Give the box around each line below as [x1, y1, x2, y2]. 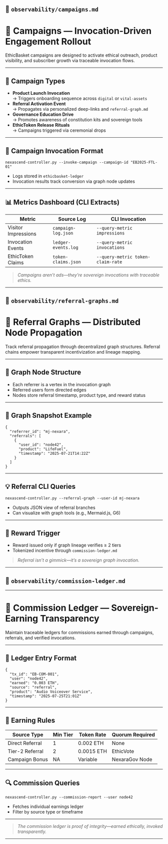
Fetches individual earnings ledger [12, 803, 84, 809]
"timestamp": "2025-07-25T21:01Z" [9, 693, 81, 699]
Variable [78, 756, 97, 763]
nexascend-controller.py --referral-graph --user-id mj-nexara [5, 495, 140, 501]
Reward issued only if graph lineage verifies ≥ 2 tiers [12, 542, 121, 548]
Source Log [58, 215, 86, 222]
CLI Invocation [110, 215, 146, 222]
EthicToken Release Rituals [12, 122, 70, 128]
